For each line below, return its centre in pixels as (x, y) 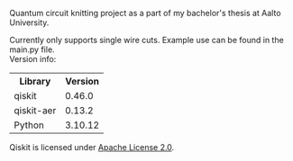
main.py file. (32, 49)
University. (29, 22)
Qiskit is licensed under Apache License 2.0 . (92, 147)
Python (29, 125)
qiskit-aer (35, 110)
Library (35, 81)
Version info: (33, 59)
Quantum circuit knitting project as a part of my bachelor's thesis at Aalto (145, 13)
